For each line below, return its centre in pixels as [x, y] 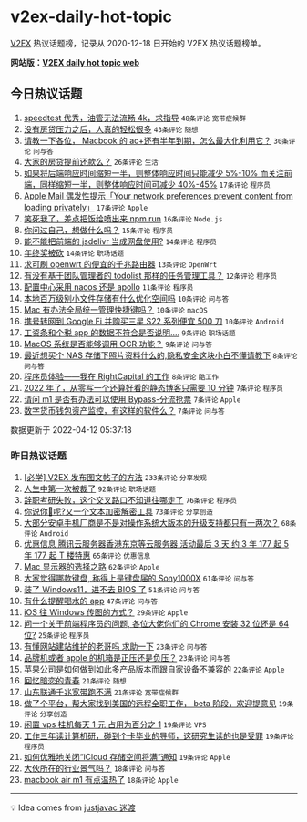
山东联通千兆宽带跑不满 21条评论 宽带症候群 [101, 692]
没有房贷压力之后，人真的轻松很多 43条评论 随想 [111, 128]
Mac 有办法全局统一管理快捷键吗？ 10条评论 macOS [115, 309]
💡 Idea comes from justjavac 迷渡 [73, 807]
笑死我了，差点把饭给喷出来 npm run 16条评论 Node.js [123, 218]
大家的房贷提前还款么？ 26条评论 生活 [91, 161]
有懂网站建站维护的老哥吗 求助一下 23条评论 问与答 [115, 647]
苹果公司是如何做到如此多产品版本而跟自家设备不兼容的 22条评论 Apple [154, 669]
